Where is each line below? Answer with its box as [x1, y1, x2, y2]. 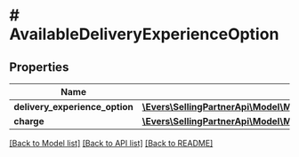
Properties [9, 59, 69, 75]
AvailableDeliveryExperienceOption [9, 24, 279, 44]
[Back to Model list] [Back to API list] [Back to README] [9, 138, 214, 148]
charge [13, 115, 44, 127]
